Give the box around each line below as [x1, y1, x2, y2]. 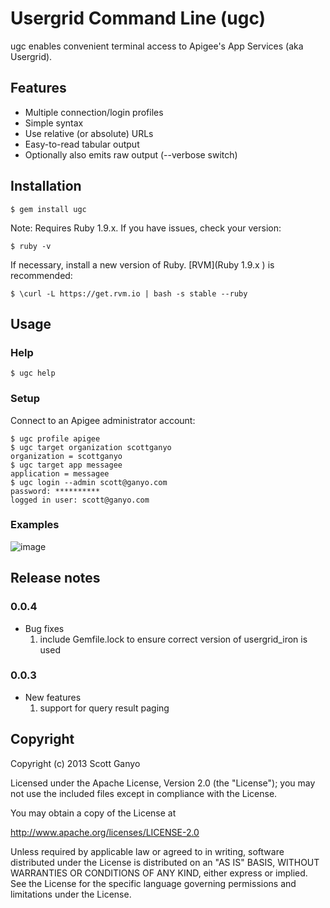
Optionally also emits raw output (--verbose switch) [24, 148, 238, 161]
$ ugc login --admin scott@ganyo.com [10, 477, 168, 487]
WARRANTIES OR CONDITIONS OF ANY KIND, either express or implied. [10, 867, 308, 879]
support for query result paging [39, 702, 170, 714]
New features [24, 691, 82, 703]
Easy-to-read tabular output [24, 138, 140, 150]
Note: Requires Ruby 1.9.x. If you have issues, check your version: [10, 222, 282, 234]
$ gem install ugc [10, 204, 87, 214]
